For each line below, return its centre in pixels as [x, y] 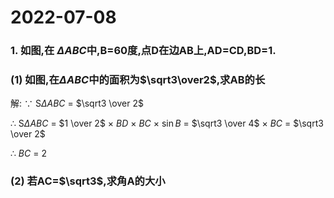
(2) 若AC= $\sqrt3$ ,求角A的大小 [88, 181]
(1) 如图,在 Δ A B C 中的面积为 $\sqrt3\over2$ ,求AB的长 [138, 80]
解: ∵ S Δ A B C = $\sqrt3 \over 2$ [77, 103]
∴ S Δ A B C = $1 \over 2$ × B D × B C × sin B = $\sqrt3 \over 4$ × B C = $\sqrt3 [167, 123]
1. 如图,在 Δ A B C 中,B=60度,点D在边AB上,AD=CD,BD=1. [143, 51]
